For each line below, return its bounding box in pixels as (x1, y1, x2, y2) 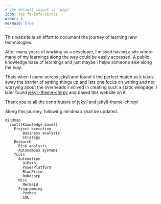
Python (23, 191, 36, 196)
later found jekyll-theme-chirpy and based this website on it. (5, 90, 127, 95)
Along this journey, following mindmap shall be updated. (5, 109, 118, 114)
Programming (18, 186, 43, 191)
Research (14, 139, 32, 144)
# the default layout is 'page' (5, 7, 71, 12)
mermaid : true (5, 21, 34, 26)
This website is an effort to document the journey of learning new (5, 34, 137, 40)
